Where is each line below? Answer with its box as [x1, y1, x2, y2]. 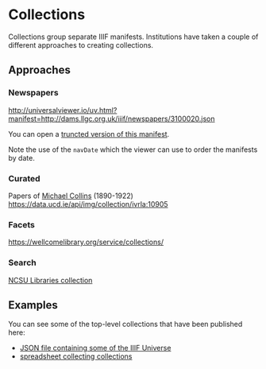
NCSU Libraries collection [8, 275, 93, 285]
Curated [8, 173, 41, 184]
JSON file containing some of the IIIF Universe [19, 344, 172, 353]
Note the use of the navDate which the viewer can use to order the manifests [8, 145, 258, 154]
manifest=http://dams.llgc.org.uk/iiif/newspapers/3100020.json [8, 114, 216, 123]
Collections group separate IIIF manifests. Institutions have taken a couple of [8, 32, 259, 41]
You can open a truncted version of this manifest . [8, 129, 170, 138]
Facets [8, 219, 36, 230]
